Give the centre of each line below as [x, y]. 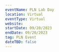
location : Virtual [24, 14]
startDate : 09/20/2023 [29, 28]
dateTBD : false [21, 42]
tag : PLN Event [21, 38]
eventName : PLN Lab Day [30, 10]
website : [14, 24]
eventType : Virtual [25, 19]
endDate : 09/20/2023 [27, 33]
